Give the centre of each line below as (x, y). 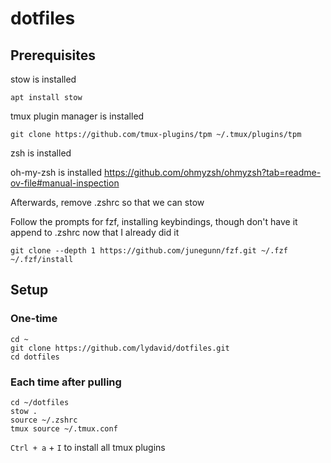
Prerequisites (53, 55)
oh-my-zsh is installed (56, 172)
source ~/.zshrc (44, 420)
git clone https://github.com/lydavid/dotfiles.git (120, 348)
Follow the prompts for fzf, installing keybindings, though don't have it (154, 221)
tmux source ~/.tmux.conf (64, 428)
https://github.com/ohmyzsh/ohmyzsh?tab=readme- (213, 172)
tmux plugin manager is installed (77, 116)
